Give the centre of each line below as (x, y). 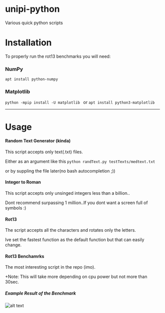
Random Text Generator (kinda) (38, 141)
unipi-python (32, 9)
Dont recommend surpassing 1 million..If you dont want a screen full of (77, 203)
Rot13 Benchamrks (25, 256)
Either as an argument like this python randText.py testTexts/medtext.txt (80, 161)
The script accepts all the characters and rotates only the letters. (70, 230)
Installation (28, 43)
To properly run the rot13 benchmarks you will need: (58, 56)
